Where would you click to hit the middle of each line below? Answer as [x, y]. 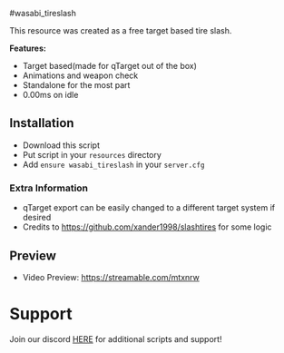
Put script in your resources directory [92, 154]
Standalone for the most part [76, 85]
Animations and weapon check [80, 75]
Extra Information [49, 188]
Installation [42, 123]
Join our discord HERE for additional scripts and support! [116, 338]
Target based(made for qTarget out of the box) [110, 66]
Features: [28, 48]
